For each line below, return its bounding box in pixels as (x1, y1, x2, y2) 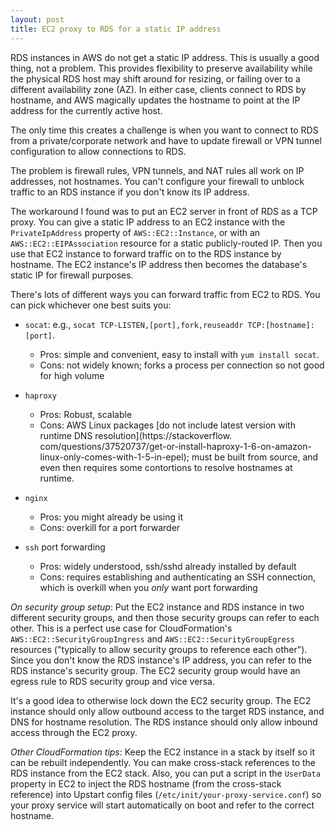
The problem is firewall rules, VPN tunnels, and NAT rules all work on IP (10, 164, 305, 176)
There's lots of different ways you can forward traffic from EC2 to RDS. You (10, 288, 321, 300)
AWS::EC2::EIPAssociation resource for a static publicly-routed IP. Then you (10, 237, 323, 249)
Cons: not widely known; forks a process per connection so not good (39, 359, 325, 371)
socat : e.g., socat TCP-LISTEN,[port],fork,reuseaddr (24, 318, 244, 330)
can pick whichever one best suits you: (10, 299, 172, 311)
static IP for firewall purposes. (10, 269, 134, 281)
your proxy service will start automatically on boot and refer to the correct (10, 799, 315, 811)
